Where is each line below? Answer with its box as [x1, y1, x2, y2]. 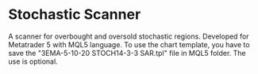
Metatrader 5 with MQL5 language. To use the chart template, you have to [8, 39, 250, 49]
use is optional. [8, 57, 58, 66]
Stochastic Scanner [8, 6, 141, 24]
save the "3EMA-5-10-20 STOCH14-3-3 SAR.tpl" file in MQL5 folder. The [8, 48, 246, 57]
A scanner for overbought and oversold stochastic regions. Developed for [8, 31, 249, 41]
